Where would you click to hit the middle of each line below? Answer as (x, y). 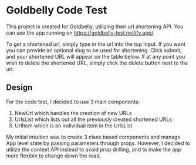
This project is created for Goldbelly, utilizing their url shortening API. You (95, 26)
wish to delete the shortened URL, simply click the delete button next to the (97, 63)
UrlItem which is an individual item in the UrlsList (73, 125)
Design (19, 88)
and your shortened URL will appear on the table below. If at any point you (96, 56)
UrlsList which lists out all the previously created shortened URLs (93, 119)
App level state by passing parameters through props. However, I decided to (98, 143)
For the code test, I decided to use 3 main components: (73, 102)
